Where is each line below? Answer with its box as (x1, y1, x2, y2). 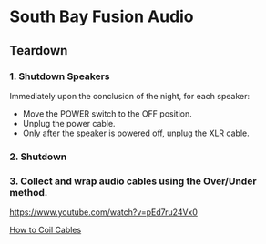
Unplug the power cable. (22, 117, 116, 128)
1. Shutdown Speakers (9, 70, 111, 83)
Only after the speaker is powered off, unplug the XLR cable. (22, 127, 250, 138)
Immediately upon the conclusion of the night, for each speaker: (9, 90, 251, 101)
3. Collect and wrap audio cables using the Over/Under (9, 175, 257, 188)
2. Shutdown (9, 150, 67, 163)
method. (9, 186, 48, 198)
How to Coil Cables (9, 225, 82, 236)
